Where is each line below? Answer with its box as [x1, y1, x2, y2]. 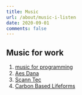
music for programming [14, 63, 73, 71]
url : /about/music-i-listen [6, 14, 77, 20]
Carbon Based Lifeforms [14, 82, 76, 90]
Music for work [6, 47, 64, 57]
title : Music [6, 8, 39, 15]
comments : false [6, 25, 47, 32]
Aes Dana [14, 70, 40, 77]
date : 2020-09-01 [6, 20, 50, 26]
